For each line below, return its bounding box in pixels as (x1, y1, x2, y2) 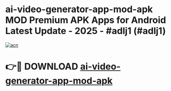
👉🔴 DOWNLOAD (5, 61, 78, 72)
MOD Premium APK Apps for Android (5, 14, 166, 26)
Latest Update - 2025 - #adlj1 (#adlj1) (5, 25, 166, 37)
